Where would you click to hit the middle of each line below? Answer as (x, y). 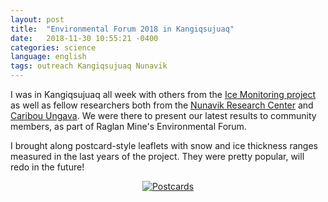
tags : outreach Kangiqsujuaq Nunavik (89, 66)
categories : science (53, 47)
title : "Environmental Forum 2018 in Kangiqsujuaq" (122, 29)
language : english (48, 57)
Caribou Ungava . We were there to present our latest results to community (163, 115)
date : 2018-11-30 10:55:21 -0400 (84, 38)
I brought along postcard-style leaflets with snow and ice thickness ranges (164, 145)
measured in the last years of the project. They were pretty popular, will (157, 156)
